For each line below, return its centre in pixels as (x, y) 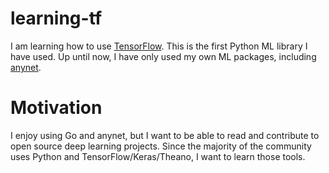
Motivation (56, 108)
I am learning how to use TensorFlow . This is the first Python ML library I (159, 46)
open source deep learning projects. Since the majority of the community (161, 146)
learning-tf (56, 18)
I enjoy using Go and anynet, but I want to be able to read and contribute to (165, 135)
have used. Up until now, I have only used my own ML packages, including (163, 56)
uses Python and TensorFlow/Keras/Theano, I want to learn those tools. (158, 156)
